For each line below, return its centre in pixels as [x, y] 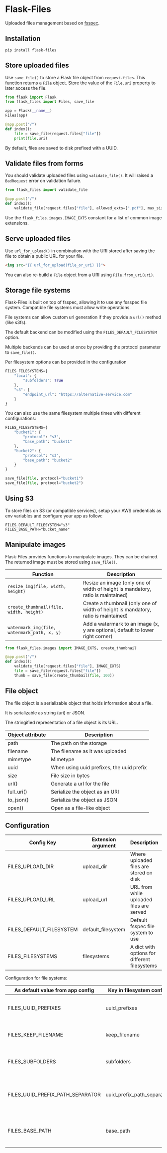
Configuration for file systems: [36, 978]
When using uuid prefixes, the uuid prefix [99, 767]
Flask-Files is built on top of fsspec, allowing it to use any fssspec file [76, 302]
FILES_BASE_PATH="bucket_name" [38, 529]
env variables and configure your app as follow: [54, 516]
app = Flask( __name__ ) [29, 111]
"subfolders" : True [43, 381]
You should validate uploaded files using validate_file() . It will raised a [79, 175]
